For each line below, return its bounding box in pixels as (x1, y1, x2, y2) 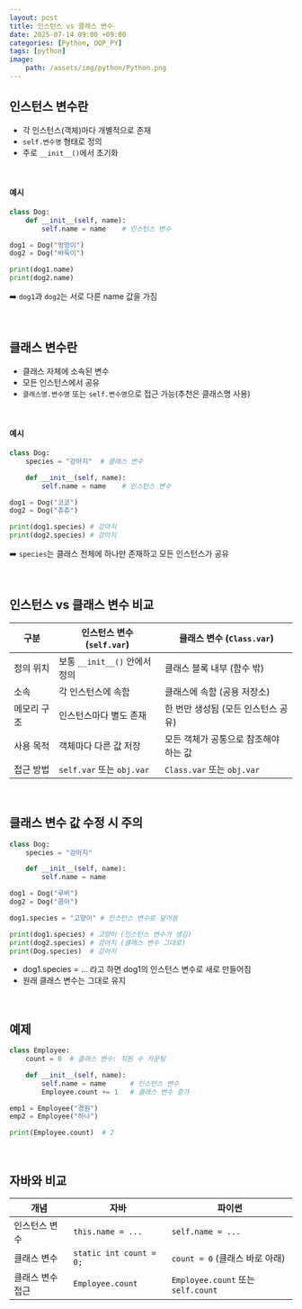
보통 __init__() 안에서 (58, 655, 152, 668)
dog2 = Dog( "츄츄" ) (9, 506, 79, 515)
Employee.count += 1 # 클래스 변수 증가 (41, 1087, 191, 1096)
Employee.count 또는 (171, 1274, 255, 1286)
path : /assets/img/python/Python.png (25, 64, 167, 73)
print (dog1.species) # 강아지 (9, 523, 117, 532)
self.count (171, 1286, 218, 1295)
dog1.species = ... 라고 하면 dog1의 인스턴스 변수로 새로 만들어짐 (22, 964, 252, 975)
